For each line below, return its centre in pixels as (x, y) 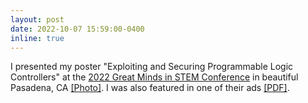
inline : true (37, 38)
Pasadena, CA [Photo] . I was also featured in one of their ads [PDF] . (150, 88)
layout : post (37, 19)
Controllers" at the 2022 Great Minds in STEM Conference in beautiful (154, 77)
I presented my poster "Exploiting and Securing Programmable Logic (152, 67)
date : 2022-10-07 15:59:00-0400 (77, 29)
